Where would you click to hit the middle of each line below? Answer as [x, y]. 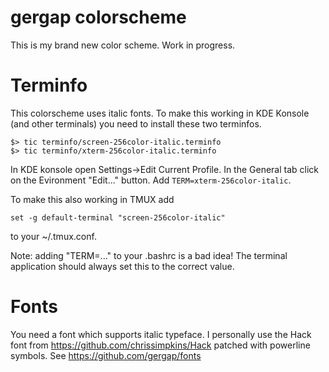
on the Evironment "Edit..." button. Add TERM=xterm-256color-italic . [151, 180]
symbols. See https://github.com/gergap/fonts [106, 355]
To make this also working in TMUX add [92, 199]
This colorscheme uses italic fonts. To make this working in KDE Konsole [160, 113]
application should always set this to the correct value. [122, 266]
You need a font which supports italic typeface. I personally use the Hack [161, 334]
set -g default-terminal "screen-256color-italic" [118, 217]
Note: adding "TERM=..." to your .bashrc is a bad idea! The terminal [149, 255]
